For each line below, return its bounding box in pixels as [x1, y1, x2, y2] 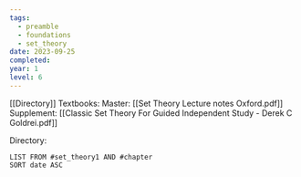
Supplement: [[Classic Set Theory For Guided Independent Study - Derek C [9, 107, 293, 119]
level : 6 [9, 73, 43, 82]
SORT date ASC [9, 161, 64, 170]
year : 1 [9, 65, 39, 74]
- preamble [17, 22, 59, 31]
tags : [9, 13, 30, 23]
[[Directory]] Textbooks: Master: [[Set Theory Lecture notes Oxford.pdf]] [9, 98, 284, 109]
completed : [9, 56, 51, 65]
